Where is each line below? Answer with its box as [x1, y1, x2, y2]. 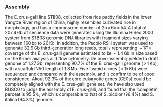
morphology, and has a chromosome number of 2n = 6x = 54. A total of [5, 25, 147, 31]
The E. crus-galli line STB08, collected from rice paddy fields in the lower [5, 15, 152, 20]
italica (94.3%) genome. [5, 97, 54, 103]
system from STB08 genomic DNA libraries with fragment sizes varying [5, 35, 148, 41]
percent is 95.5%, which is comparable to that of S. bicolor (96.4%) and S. [5, 92, 154, 97]
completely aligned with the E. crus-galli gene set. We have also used [5, 81, 145, 87]
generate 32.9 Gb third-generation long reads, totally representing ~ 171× [5, 45, 152, 51]
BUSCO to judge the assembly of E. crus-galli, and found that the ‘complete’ [5, 86, 157, 92]
